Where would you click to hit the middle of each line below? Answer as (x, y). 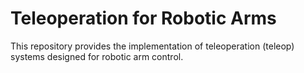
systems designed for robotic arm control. (97, 56)
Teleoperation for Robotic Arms (143, 18)
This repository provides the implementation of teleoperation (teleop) (152, 46)
